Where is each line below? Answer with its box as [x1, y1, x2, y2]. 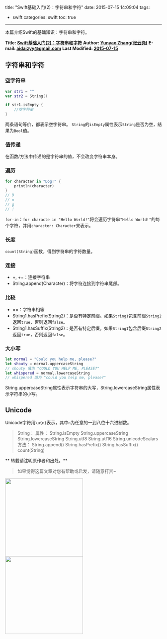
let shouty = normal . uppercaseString [5, 361, 83, 366]
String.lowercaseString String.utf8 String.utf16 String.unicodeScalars [17, 436, 158, 442]
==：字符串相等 [12, 306, 45, 312]
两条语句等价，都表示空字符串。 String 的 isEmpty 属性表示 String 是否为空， [5, 122, 158, 128]
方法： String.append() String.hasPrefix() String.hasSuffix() [17, 442, 138, 448]
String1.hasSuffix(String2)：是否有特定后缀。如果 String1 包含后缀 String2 [12, 325, 162, 331]
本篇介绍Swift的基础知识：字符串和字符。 [5, 29, 90, 35]
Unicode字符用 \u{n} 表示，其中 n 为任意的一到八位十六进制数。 [5, 420, 132, 426]
